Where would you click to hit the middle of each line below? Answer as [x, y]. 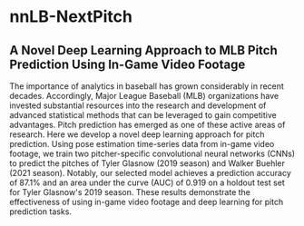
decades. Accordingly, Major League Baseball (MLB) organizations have [144, 96]
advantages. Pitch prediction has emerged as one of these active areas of [147, 125]
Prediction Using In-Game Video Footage [127, 64]
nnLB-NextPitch [71, 17]
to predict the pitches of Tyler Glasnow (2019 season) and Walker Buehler [147, 163]
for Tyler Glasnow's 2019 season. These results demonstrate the [130, 192]
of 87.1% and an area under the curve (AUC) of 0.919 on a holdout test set [147, 182]
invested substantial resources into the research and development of [138, 105]
